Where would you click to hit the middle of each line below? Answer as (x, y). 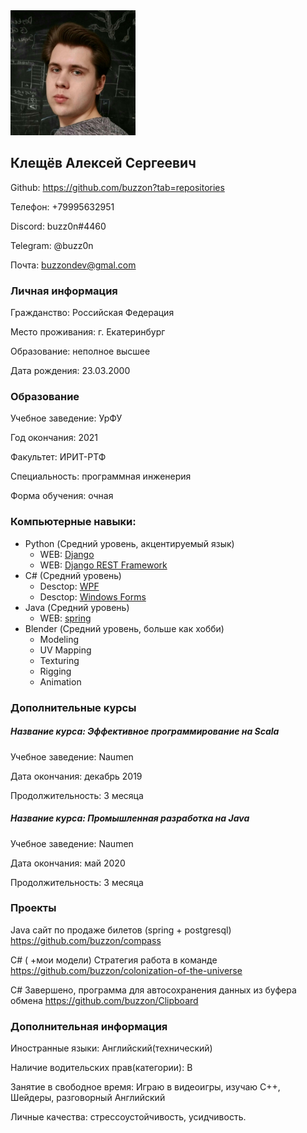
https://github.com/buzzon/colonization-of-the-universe (126, 970)
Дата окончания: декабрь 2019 (76, 776)
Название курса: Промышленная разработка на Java (130, 818)
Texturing (59, 660)
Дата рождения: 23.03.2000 (70, 371)
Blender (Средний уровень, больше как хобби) (124, 628)
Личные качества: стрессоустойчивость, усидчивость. (128, 1117)
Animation (60, 681)
